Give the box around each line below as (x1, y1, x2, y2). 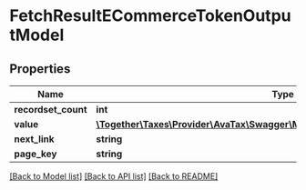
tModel (9, 25, 65, 45)
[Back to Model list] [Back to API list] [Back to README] (9, 171, 219, 182)
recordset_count (14, 104, 88, 115)
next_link (14, 133, 55, 145)
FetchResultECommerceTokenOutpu (9, 5, 291, 26)
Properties (9, 61, 71, 76)
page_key (14, 147, 57, 160)
